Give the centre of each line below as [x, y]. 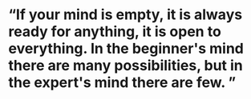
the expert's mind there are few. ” [122, 83]
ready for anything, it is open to [115, 32]
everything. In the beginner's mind [126, 49]
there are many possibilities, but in [125, 66]
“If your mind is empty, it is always [125, 15]
